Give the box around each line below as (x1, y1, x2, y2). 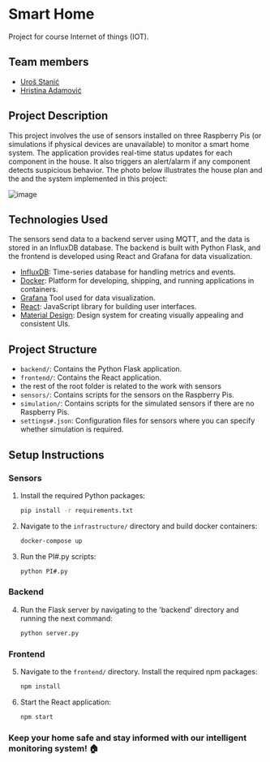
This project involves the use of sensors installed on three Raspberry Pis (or (8, 131, 262, 140)
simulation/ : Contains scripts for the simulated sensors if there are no (19, 398, 255, 408)
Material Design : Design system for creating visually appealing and (19, 310, 244, 321)
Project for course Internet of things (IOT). (8, 32, 149, 41)
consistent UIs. (19, 319, 71, 329)
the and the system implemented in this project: (8, 174, 168, 183)
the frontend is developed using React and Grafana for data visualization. (8, 252, 253, 261)
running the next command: (19, 613, 114, 623)
